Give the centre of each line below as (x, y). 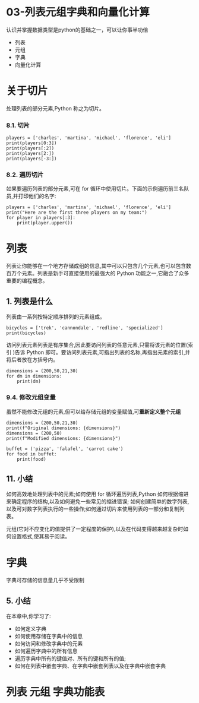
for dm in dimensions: (34, 376)
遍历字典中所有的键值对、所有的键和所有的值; (70, 658)
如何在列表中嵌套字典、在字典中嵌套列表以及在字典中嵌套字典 (90, 666)
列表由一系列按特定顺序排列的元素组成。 (56, 317)
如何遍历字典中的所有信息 (46, 651)
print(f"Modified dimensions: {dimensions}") (63, 438)
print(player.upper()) (45, 223)
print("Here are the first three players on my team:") (77, 213)
